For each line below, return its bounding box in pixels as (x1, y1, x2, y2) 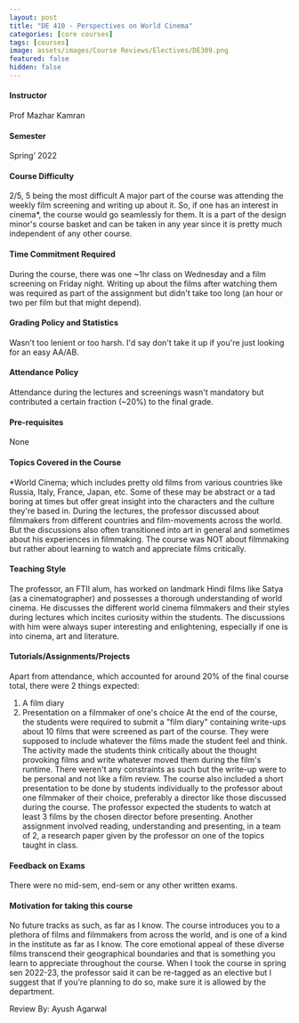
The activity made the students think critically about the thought (21, 745, 257, 756)
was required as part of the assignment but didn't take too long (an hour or (9, 287, 283, 299)
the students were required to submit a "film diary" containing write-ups (21, 716, 287, 727)
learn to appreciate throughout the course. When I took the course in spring (9, 958, 287, 969)
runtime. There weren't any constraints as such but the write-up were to (21, 764, 287, 774)
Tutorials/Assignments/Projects (9, 651, 131, 662)
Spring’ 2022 (9, 151, 58, 161)
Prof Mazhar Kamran (9, 110, 86, 121)
